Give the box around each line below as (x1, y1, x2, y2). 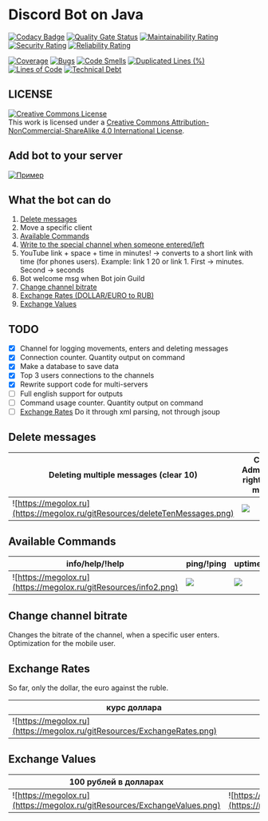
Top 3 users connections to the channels (19, 371, 155, 380)
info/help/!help (66, 558, 125, 569)
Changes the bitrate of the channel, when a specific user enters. (8, 630, 220, 640)
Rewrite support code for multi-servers (19, 379, 148, 389)
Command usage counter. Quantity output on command (19, 398, 203, 407)
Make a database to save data (19, 362, 120, 371)
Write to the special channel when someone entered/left (19, 240, 205, 249)
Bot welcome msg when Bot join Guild (19, 274, 145, 284)
